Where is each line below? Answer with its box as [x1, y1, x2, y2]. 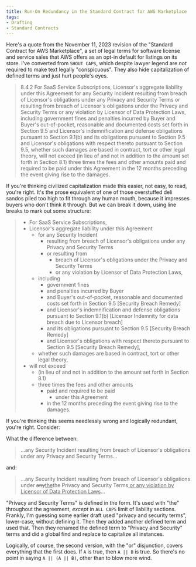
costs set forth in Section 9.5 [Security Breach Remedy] [46, 300, 181, 307]
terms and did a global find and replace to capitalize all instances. [6, 531, 164, 538]
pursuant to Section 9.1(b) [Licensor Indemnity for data [46, 313, 178, 320]
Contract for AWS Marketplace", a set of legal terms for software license [6, 48, 180, 55]
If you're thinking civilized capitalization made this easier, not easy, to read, [6, 183, 187, 190]
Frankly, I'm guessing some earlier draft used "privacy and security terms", [6, 512, 187, 519]
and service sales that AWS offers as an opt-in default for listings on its [6, 53, 177, 61]
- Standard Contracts [6, 25, 59, 31]
